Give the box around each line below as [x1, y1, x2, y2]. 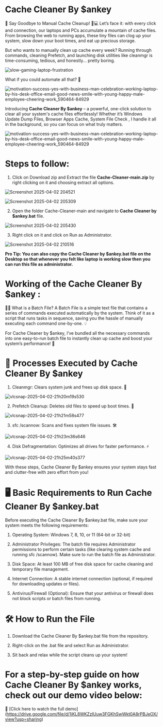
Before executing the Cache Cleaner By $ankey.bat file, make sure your [5, 517, 148, 523]
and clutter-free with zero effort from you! [5, 469, 89, 475]
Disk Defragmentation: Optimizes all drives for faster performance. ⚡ [12, 443, 149, 449]
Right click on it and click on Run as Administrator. [12, 232, 113, 238]
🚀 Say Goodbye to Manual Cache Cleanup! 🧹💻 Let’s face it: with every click [5, 20, 156, 26]
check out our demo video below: [5, 689, 143, 701]
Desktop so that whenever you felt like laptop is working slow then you [5, 256, 150, 262]
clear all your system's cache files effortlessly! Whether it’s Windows [5, 111, 143, 117]
